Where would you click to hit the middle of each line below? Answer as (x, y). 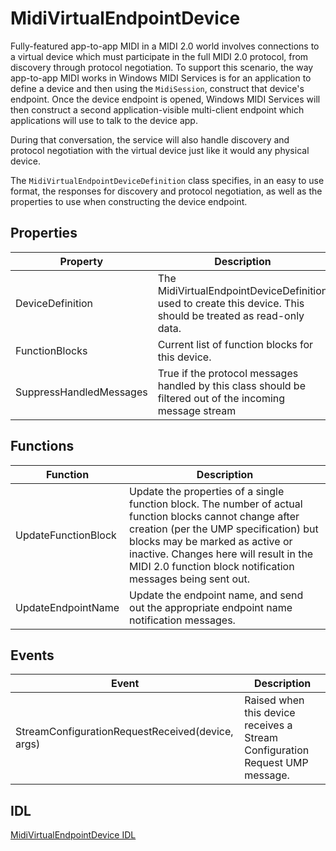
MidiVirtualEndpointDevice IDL (73, 835)
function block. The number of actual (216, 504)
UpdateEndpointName (67, 607)
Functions (42, 446)
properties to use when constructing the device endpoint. (129, 201)
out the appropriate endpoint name (211, 607)
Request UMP (276, 763)
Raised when (274, 700)
